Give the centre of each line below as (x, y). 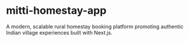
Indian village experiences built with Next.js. (59, 32)
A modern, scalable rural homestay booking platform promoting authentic (95, 26)
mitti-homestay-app (56, 11)
